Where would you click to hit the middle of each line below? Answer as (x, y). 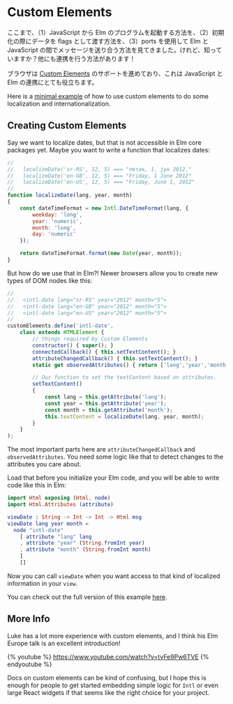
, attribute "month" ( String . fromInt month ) (85, 549)
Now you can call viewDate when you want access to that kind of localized (114, 576)
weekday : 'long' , (57, 215)
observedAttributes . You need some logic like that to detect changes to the (115, 457)
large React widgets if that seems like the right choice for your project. (108, 692)
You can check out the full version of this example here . (87, 597)
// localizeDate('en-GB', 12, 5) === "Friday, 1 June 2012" (99, 175)
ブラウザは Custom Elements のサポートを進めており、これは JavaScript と (115, 73)
